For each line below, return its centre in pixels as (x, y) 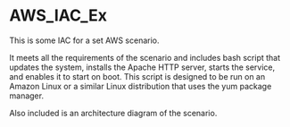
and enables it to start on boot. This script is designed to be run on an (137, 76)
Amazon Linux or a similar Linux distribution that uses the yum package (141, 86)
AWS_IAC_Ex (58, 16)
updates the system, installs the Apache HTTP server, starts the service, (142, 67)
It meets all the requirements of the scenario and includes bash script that (145, 57)
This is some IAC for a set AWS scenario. (84, 40)
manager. (27, 96)
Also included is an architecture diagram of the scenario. (113, 113)
